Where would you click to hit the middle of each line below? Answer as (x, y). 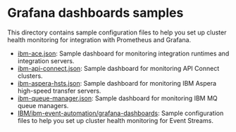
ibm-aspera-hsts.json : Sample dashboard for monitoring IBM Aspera (117, 83)
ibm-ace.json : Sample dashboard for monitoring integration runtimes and (123, 53)
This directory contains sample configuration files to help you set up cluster (117, 32)
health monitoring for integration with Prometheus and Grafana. (99, 39)
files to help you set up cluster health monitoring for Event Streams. (115, 120)
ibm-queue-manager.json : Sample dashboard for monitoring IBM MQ (117, 98)
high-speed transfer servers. (59, 91)
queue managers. (43, 105)
